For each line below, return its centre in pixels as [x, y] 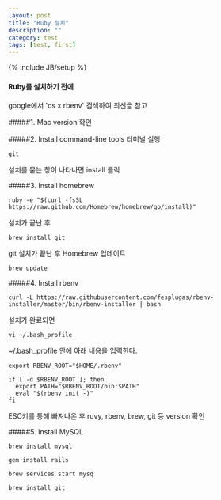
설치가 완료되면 [32, 320]
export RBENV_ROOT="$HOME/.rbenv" [65, 366]
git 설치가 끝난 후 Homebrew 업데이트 [67, 253]
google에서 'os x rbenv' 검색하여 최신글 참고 [78, 106]
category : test [33, 38]
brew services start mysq [51, 474]
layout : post [30, 15]
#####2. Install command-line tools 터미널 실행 [84, 139]
